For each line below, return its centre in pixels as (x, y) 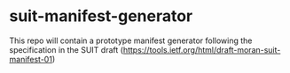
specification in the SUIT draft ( (67, 49)
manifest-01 (31, 59)
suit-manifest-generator (101, 16)
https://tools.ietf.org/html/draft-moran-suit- (202, 49)
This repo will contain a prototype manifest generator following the (131, 40)
